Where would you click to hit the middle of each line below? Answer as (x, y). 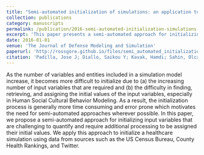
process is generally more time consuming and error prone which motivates (101, 106)
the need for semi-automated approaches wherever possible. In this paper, (100, 113)
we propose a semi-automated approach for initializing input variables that (100, 120)
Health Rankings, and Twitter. (43, 145)
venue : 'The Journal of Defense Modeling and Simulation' (81, 46)
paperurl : (19, 52)
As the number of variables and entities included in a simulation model (94, 74)
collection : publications (39, 18)
